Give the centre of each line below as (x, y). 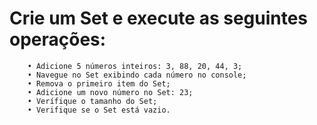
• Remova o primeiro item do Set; (99, 83)
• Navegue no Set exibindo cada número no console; (137, 75)
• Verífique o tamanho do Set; (92, 101)
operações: (58, 39)
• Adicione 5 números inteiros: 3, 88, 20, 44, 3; (135, 66)
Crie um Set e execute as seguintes (159, 18)
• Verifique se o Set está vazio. (99, 110)
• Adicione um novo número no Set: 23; (110, 92)
